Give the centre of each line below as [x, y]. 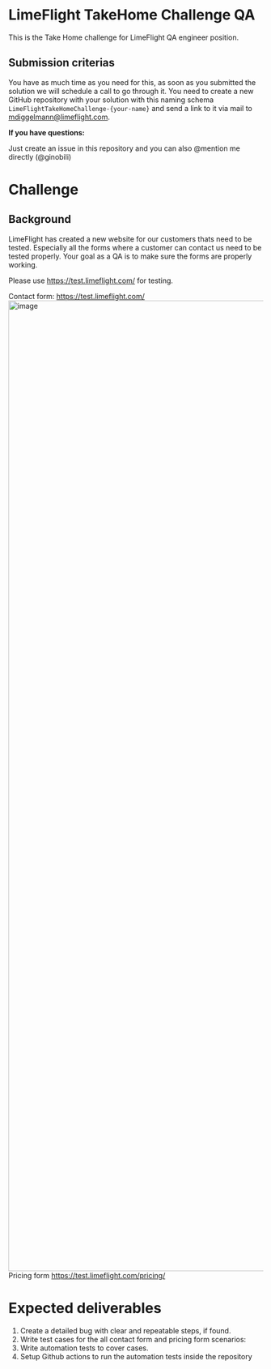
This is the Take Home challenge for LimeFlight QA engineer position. [124, 37]
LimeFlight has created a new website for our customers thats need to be [130, 239]
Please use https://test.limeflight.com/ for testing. [91, 280]
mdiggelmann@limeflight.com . [59, 117]
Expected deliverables [85, 1308]
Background [40, 219]
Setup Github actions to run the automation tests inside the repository [136, 1356]
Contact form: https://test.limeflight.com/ [77, 296]
